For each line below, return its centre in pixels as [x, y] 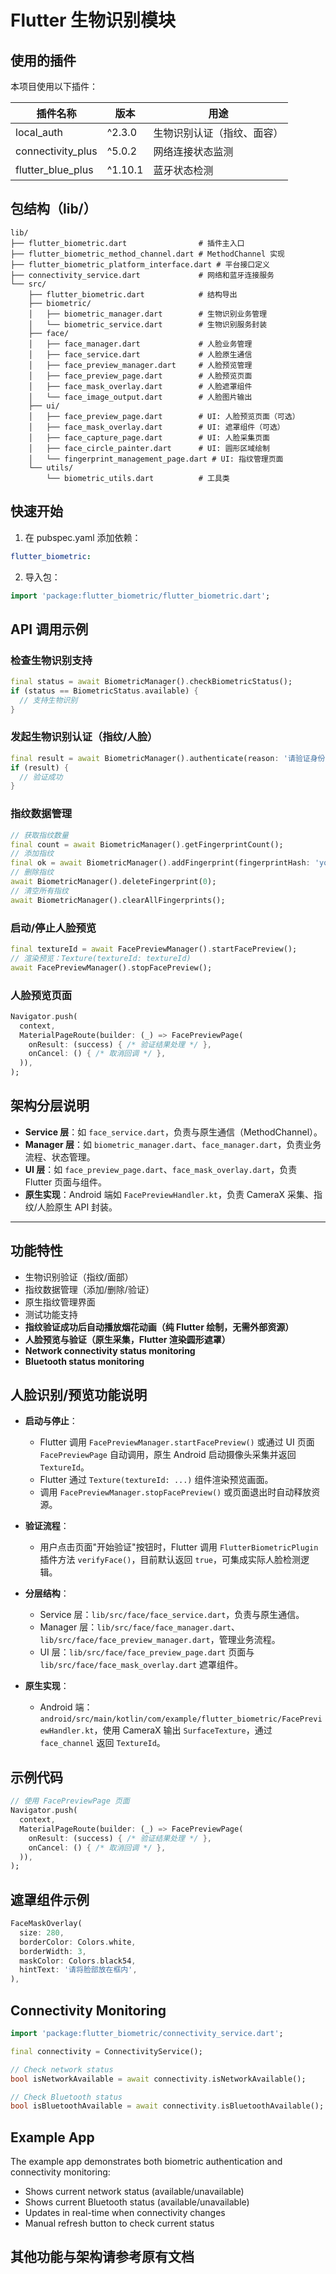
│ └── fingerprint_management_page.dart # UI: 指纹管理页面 [156, 459]
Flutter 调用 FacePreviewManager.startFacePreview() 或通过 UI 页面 [177, 1442]
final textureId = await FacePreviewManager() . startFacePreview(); [154, 949]
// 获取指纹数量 [39, 835]
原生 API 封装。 [86, 1207]
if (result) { [40, 767]
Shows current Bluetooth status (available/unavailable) [137, 2202]
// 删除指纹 [32, 872]
